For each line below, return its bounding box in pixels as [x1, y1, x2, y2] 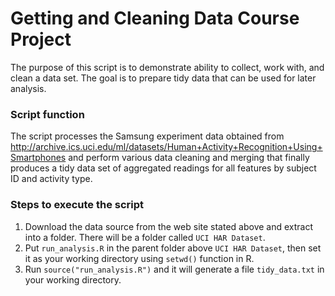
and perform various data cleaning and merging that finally [68, 152, 310, 164]
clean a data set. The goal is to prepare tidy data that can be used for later [10, 72, 317, 84]
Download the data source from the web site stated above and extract [24, 220, 314, 232]
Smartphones [10, 152, 67, 164]
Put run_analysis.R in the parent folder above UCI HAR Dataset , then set [24, 242, 322, 254]
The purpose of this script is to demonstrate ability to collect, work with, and [10, 61, 325, 73]
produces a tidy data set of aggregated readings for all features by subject [10, 162, 317, 174]
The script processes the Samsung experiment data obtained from [10, 130, 285, 142]
